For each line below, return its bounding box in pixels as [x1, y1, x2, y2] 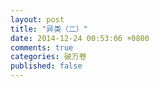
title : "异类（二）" [10, 24, 88, 34]
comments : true [10, 42, 74, 53]
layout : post [10, 14, 65, 25]
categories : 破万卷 [10, 52, 87, 62]
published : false [10, 61, 83, 71]
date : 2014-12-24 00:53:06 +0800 [10, 33, 150, 43]
